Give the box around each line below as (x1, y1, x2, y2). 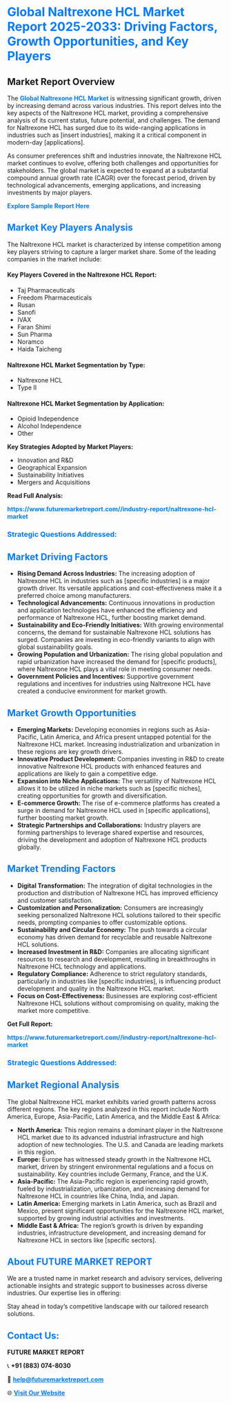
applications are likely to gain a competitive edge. (17, 769, 159, 778)
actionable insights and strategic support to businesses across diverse (7, 1281, 208, 1290)
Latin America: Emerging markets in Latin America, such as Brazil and (17, 1199, 217, 1207)
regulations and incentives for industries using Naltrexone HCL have (17, 679, 211, 688)
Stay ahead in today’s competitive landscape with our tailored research (7, 1302, 209, 1311)
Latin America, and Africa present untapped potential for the (40, 733, 212, 741)
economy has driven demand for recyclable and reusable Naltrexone (17, 933, 212, 941)
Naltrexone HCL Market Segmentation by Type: (7, 360, 145, 369)
